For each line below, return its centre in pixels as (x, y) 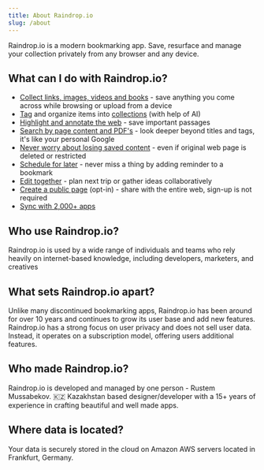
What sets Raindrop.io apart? (82, 291)
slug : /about (30, 23)
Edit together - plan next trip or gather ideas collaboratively (116, 181)
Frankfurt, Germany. (41, 457)
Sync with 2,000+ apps (58, 207)
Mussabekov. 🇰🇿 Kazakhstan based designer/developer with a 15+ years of (132, 396)
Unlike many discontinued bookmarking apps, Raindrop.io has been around (130, 310)
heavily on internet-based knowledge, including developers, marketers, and (131, 259)
